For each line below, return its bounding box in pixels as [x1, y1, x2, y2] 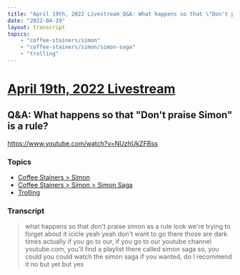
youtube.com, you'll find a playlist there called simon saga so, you [24, 245, 219, 254]
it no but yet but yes [24, 260, 84, 269]
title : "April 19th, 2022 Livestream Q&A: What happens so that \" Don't [7, 10, 229, 18]
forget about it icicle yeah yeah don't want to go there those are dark [24, 229, 228, 239]
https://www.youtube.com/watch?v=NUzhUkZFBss [7, 139, 159, 147]
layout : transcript [7, 24, 66, 31]
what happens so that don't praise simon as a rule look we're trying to [24, 222, 231, 231]
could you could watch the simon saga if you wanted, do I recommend [24, 252, 232, 261]
